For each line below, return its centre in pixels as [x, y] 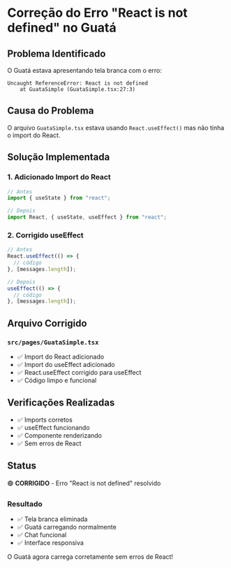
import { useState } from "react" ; [59, 198]
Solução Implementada [59, 157]
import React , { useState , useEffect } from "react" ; [87, 217]
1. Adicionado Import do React [59, 177]
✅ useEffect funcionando [53, 427]
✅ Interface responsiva [50, 542]
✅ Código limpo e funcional [57, 380]
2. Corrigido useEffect [45, 235]
